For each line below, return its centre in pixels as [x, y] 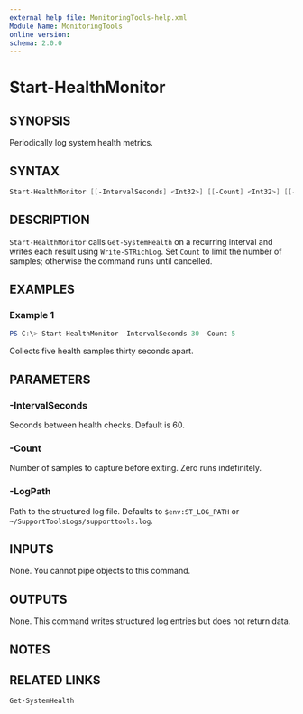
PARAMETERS [50, 379]
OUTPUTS [38, 599]
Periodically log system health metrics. [81, 143]
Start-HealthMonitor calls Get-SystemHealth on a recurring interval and [141, 241]
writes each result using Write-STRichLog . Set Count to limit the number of [146, 251]
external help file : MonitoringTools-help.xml [98, 18]
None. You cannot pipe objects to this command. [100, 571]
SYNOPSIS [40, 121]
